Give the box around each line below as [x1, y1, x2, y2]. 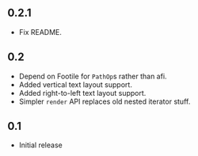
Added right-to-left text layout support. [18, 88, 147, 97]
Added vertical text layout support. [18, 79, 132, 89]
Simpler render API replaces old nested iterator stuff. [18, 97, 191, 106]
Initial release [18, 140, 63, 150]
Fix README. [18, 27, 63, 36]
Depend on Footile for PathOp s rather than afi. [18, 71, 167, 81]
